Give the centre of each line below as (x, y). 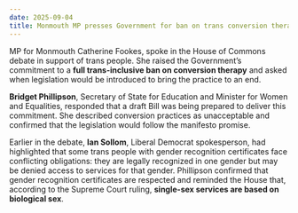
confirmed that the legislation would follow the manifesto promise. (130, 124)
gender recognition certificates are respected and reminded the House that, (148, 179)
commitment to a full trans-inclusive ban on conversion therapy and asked (148, 70)
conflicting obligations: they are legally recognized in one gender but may (144, 161)
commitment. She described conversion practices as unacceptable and (140, 115)
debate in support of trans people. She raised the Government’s (125, 60)
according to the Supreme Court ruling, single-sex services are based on (144, 189)
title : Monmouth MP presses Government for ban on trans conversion (138, 26)
